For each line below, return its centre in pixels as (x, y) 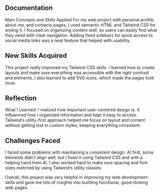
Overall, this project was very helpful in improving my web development (76, 177)
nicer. (11, 83)
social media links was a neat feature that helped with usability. (68, 40)
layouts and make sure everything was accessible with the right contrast (77, 72)
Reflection (21, 98)
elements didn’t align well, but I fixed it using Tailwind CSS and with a (74, 158)
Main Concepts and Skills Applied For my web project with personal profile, (80, 19)
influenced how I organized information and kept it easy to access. (71, 115)
